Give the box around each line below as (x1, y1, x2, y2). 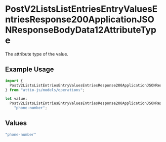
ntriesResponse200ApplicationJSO (5, 14, 155, 25)
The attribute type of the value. (5, 51, 69, 57)
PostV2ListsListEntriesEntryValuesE (5, 3, 158, 15)
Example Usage (5, 65, 54, 74)
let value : (5, 96, 28, 101)
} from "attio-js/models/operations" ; (5, 87, 85, 92)
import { (5, 78, 23, 83)
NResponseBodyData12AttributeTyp (5, 25, 157, 35)
